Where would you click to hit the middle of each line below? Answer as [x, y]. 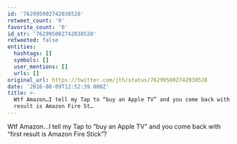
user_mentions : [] [41, 67]
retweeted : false [33, 40]
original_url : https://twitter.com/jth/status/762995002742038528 [108, 80]
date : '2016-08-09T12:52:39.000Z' [59, 87]
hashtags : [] [33, 54]
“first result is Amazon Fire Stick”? [57, 134]
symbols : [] [32, 60]
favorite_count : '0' [38, 27]
